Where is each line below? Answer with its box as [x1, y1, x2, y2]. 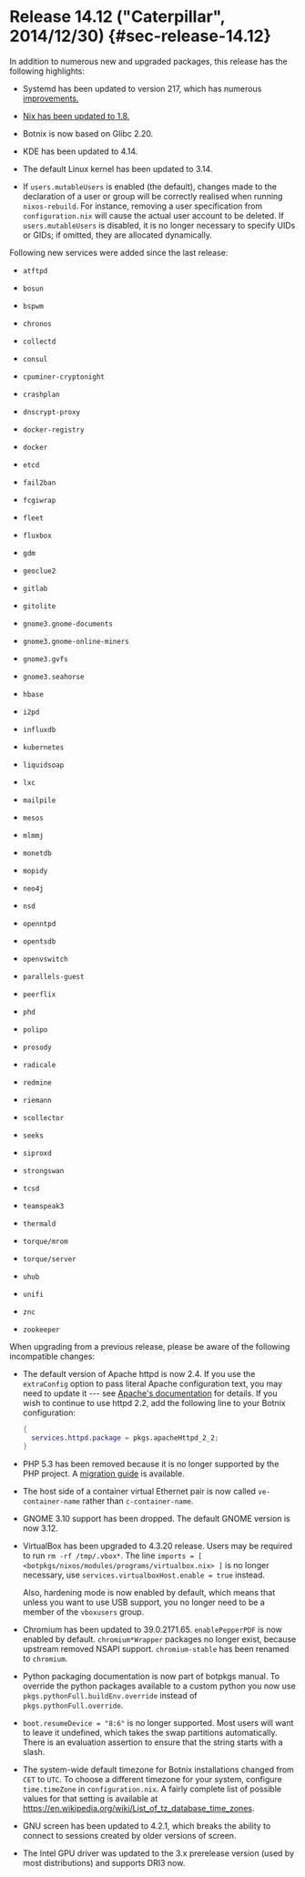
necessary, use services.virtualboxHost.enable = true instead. [22, 1569, 266, 1580]
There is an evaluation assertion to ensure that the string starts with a [22, 1737, 284, 1748]
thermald [22, 1219, 56, 1229]
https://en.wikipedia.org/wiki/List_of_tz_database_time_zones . [22, 1802, 255, 1813]
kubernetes [22, 742, 65, 752]
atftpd [22, 266, 48, 275]
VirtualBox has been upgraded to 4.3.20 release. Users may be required [22, 1540, 293, 1551]
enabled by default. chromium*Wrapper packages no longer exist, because [22, 1633, 297, 1645]
